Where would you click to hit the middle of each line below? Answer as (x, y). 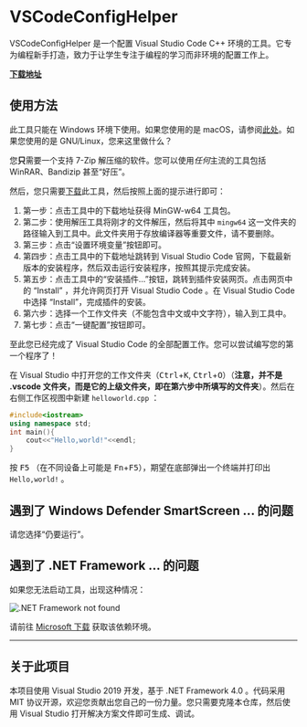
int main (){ (32, 432)
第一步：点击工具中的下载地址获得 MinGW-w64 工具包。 (129, 210)
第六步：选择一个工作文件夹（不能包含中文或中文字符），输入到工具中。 (157, 313)
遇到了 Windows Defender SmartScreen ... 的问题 (152, 510)
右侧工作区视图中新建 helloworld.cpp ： (85, 397)
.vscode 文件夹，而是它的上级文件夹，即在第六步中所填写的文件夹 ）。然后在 (152, 386)
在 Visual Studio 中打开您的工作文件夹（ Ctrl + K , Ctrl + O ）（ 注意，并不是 (146, 374)
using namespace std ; (51, 423)
